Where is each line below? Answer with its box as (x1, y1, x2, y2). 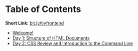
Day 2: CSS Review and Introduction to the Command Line (12, 40, 133, 46)
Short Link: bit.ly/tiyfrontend (5, 20, 64, 26)
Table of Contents (5, 3, 81, 15)
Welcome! (12, 29, 34, 35)
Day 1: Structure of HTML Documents (12, 35, 90, 41)
